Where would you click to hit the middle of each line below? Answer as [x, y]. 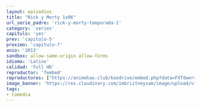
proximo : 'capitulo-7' [34, 45]
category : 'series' [31, 28]
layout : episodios [29, 12]
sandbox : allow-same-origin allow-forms [57, 56]
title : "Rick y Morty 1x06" [41, 17]
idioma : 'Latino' [28, 61]
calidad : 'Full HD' [31, 67]
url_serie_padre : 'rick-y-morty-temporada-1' [64, 23]
